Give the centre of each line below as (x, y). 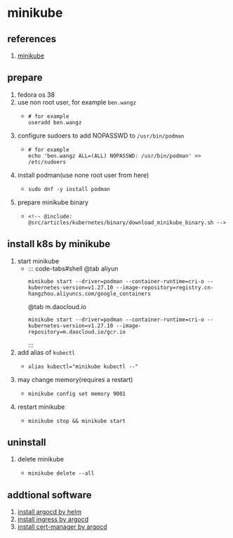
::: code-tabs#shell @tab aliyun (73, 268)
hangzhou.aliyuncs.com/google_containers (89, 294)
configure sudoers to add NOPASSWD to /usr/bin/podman (101, 136)
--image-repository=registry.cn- (165, 287)
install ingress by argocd (53, 519)
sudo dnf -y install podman (69, 189)
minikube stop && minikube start (77, 421)
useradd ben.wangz (55, 122)
